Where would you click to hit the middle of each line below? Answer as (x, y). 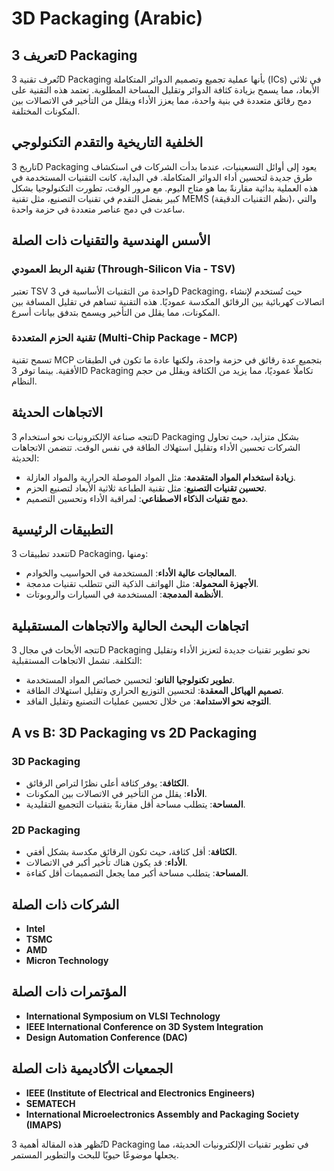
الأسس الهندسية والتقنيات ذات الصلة (111, 240)
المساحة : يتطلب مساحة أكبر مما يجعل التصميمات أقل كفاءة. (137, 873)
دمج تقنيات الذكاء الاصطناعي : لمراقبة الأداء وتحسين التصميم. (137, 498)
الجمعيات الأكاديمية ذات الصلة (92, 1068)
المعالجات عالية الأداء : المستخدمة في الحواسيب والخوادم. (131, 573)
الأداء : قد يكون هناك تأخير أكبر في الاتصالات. (106, 863)
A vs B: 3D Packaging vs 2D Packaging (134, 732)
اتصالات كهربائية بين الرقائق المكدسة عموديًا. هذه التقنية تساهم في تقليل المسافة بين (168, 301)
